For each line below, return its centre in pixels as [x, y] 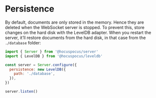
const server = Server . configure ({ [41, 65]
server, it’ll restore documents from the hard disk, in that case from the [76, 38]
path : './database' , [34, 74]
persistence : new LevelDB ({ [38, 69]
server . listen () [21, 92]
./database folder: [23, 42]
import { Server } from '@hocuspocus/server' [52, 52]
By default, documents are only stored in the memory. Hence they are [75, 22]
